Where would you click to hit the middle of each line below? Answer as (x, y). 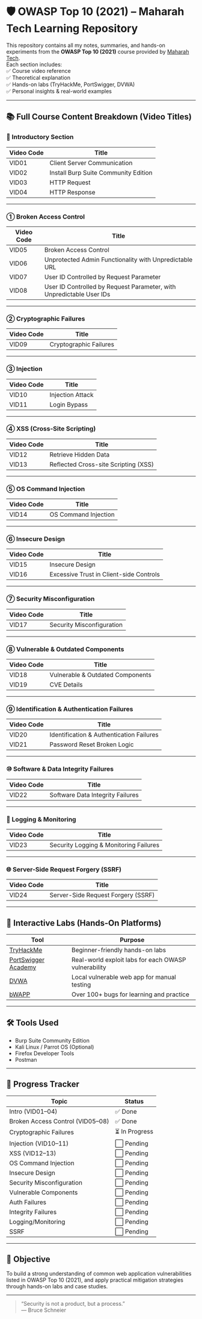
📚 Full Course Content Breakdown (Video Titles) (99, 117)
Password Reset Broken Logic (92, 744)
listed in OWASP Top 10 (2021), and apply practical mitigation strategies (95, 1280)
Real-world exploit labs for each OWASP (129, 960)
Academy (23, 967)
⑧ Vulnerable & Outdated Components (65, 649)
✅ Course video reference (38, 70)
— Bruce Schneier (44, 1310)
